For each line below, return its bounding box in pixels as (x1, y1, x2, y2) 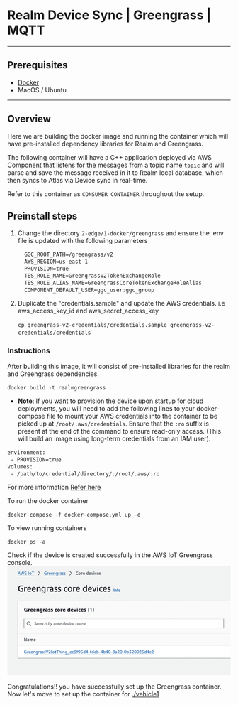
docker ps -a (7, 538, 46, 545)
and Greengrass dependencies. (7, 370, 99, 378)
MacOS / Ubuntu (17, 85, 67, 94)
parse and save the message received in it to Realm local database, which (7, 168, 223, 177)
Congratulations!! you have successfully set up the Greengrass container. (7, 682, 222, 691)
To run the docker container (7, 496, 89, 505)
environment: (7, 448, 46, 456)
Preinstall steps (7, 210, 78, 222)
